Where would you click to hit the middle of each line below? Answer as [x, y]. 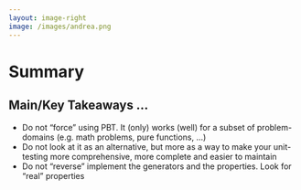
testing [35, 156]
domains [38, 137]
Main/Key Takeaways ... [79, 106]
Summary [46, 72]
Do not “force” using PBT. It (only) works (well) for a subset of [138, 127]
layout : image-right [48, 18]
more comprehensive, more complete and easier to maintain [163, 156]
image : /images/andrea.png [60, 26]
